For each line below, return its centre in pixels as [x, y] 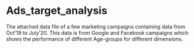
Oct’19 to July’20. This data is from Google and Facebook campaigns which [97, 32]
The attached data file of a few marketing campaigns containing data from [96, 27]
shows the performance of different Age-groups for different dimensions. [95, 39]
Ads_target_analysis [57, 11]
